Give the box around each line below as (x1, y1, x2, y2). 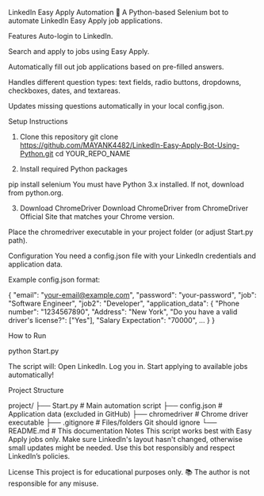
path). (8, 236, 28, 245)
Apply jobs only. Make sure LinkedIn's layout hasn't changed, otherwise (8, 435, 243, 444)
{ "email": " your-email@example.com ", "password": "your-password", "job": (8, 290, 257, 299)
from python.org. (8, 188, 63, 198)
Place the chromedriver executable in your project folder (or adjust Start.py (8, 227, 254, 236)
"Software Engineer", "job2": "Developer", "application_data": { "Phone (8, 298, 240, 308)
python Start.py (8, 346, 59, 356)
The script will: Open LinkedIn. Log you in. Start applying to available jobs (8, 362, 248, 371)
